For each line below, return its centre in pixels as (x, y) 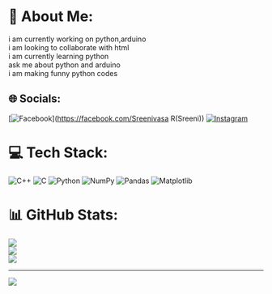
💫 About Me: (51, 17)
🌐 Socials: (35, 99)
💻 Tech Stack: (58, 152)
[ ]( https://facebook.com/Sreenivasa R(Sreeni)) (106, 118)
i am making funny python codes (63, 73)
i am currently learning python (59, 56)
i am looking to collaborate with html (69, 47)
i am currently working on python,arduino (77, 39)
